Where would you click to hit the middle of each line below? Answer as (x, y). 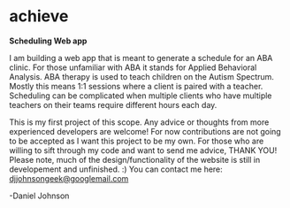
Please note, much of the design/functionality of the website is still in (135, 159)
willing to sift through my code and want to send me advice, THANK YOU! (143, 150)
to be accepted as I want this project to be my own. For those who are (137, 141)
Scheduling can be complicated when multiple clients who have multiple (141, 96)
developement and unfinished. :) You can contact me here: (116, 169)
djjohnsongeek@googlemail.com (69, 178)
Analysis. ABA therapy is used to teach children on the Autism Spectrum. (141, 76)
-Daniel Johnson (39, 196)
